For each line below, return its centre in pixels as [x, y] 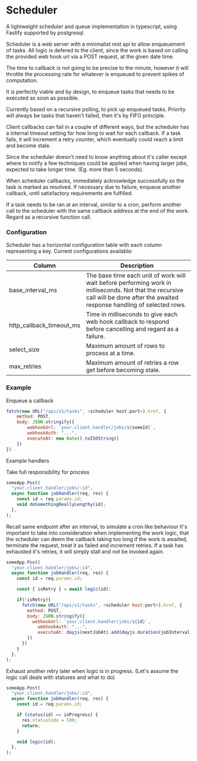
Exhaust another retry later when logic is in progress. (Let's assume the [92, 671]
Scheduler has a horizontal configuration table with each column [84, 245]
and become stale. [28, 145]
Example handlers [28, 460]
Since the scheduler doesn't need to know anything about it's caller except [96, 157]
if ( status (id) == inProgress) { [57, 715]
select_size [24, 349]
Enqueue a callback [30, 400]
